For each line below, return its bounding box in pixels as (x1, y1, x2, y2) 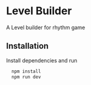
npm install (11, 68, 42, 74)
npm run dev (11, 74, 42, 80)
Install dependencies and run (6, 56, 77, 64)
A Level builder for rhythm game (6, 24, 86, 31)
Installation (6, 41, 49, 51)
